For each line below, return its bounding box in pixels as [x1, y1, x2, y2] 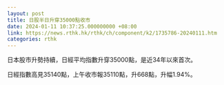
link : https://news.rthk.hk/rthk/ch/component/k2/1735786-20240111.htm [7, 29, 217, 37]
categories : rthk [7, 36, 57, 43]
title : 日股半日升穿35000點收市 [7, 17, 91, 23]
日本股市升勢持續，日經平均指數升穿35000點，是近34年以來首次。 [7, 56, 197, 64]
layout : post [7, 10, 45, 17]
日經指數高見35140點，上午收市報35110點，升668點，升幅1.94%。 [7, 70, 196, 79]
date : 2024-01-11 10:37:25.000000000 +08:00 [7, 23, 137, 30]
